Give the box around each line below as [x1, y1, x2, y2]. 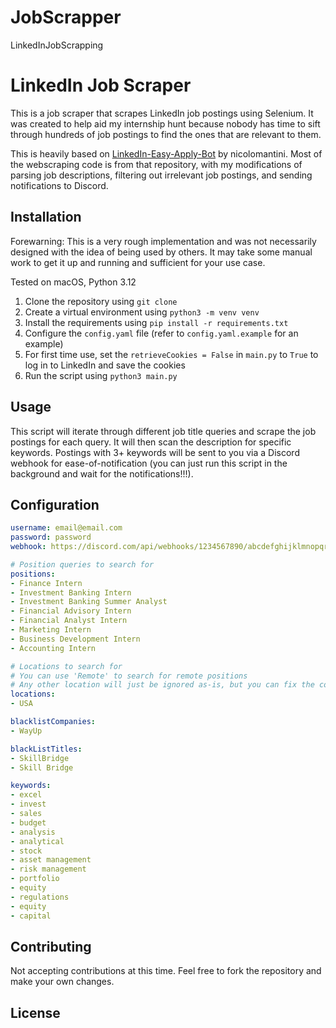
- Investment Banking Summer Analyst [10, 597, 168, 607]
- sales [10, 809, 43, 819]
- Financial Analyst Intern [10, 616, 128, 626]
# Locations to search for [10, 661, 123, 671]
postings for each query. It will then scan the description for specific [10, 436, 292, 448]
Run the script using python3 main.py [24, 369, 178, 381]
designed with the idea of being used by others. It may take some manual [10, 246, 313, 258]
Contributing [10, 938, 92, 955]
